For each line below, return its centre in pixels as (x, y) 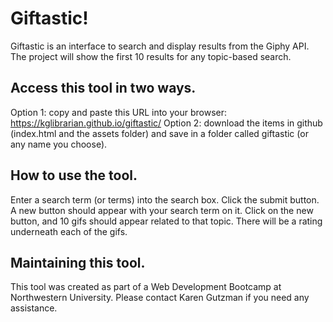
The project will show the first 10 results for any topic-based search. (151, 56)
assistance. (34, 308)
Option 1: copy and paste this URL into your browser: (118, 112)
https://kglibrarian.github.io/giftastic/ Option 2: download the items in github (166, 123)
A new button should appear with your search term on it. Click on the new (162, 210)
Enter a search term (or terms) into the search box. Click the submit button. (165, 199)
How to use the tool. (74, 175)
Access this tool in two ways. (103, 88)
